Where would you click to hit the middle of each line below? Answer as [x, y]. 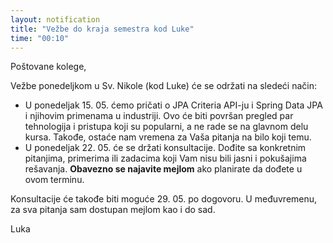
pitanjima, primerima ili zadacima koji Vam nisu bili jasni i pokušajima [165, 158]
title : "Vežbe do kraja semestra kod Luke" [102, 29]
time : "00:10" [40, 38]
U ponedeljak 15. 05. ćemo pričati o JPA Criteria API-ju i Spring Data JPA [173, 105]
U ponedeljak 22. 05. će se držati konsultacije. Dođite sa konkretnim [165, 148]
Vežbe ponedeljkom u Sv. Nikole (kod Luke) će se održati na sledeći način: [164, 86]
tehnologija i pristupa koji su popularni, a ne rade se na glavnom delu [166, 127]
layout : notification [55, 19]
